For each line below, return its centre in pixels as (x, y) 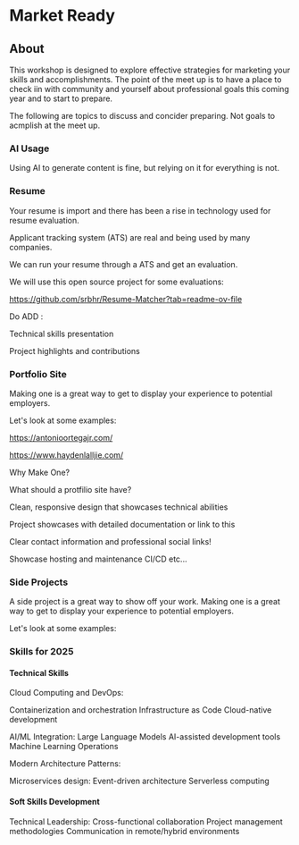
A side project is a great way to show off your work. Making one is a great (145, 602)
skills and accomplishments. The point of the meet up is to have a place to (145, 80)
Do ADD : (26, 316)
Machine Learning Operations (64, 747)
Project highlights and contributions (75, 351)
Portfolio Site (38, 374)
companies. (31, 247)
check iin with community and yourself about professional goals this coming (149, 89)
